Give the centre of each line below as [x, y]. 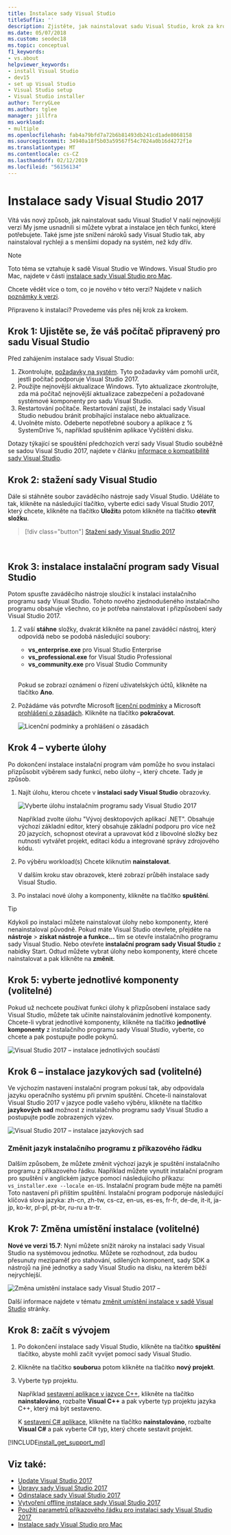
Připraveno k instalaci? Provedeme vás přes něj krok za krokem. [98, 309]
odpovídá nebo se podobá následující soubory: [84, 636]
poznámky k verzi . [34, 296]
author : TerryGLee [34, 103]
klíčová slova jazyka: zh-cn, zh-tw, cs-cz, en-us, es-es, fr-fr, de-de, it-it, [110, 1200]
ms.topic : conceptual [39, 45]
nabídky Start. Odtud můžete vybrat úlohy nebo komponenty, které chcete [113, 951]
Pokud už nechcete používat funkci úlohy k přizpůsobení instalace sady [109, 1007]
